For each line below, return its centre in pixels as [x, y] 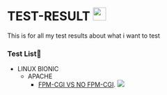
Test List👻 [24, 54]
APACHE [40, 76]
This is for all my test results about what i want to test [83, 36]
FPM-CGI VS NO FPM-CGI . [77, 85]
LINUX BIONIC [38, 69]
